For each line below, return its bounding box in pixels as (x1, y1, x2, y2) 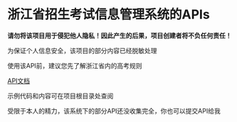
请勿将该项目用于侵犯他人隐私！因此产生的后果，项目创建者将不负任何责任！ (7, 31, 232, 40)
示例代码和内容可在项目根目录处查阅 (7, 91, 114, 100)
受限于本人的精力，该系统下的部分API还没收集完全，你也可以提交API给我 (7, 106, 221, 115)
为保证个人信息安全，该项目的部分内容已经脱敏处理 (7, 46, 157, 55)
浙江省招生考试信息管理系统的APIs (7, 6, 210, 23)
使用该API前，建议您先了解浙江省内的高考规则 (7, 61, 142, 70)
